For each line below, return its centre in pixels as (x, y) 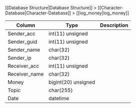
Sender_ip (19, 58)
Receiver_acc (23, 66)
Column (26, 25)
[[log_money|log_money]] (103, 13)
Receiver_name (26, 74)
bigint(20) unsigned (72, 82)
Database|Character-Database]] (38, 13)
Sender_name (24, 50)
